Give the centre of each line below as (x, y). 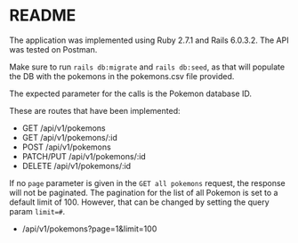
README (43, 16)
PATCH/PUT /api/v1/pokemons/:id (84, 156)
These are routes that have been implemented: (95, 110)
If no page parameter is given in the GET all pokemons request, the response (148, 182)
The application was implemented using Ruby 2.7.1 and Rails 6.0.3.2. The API (149, 40)
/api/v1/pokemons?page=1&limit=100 (89, 229)
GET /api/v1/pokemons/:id (70, 137)
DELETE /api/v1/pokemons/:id (77, 166)
